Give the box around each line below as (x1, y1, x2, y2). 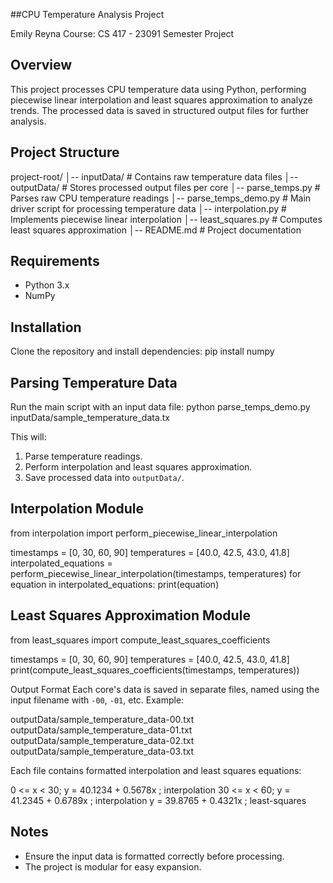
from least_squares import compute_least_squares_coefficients (10, 634, 271, 646)
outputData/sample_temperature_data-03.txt (10, 745, 195, 757)
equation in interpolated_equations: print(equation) (10, 578, 220, 590)
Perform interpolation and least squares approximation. (24, 461, 253, 473)
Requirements (10, 253, 100, 270)
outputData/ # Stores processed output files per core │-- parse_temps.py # (10, 181, 321, 193)
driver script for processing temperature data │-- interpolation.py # (10, 202, 287, 214)
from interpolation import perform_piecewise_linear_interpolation (10, 527, 278, 539)
